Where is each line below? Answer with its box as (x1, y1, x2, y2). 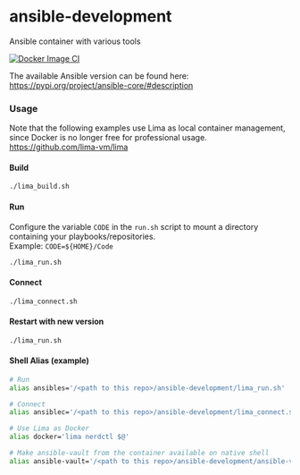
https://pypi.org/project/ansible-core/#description (9, 80, 194, 90)
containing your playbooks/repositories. (9, 231, 156, 242)
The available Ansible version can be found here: (9, 70, 189, 81)
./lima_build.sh (9, 182, 70, 191)
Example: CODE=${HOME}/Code (9, 240, 113, 251)
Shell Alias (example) (9, 355, 89, 366)
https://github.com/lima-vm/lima (9, 141, 129, 153)
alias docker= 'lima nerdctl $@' (9, 432, 129, 442)
